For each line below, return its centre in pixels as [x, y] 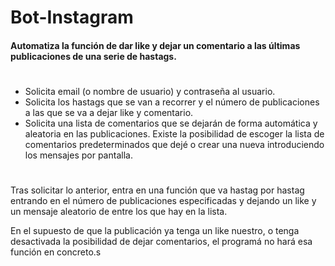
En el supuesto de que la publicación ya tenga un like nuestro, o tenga [155, 231]
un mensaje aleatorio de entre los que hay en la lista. [119, 212]
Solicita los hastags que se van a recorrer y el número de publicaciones [172, 102]
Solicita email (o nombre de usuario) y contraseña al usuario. [150, 91]
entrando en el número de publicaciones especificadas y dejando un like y [163, 201]
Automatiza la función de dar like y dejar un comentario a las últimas [155, 45]
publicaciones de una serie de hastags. [93, 56]
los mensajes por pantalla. [78, 155]
